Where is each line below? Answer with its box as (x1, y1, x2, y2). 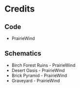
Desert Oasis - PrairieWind (11, 67, 65, 73)
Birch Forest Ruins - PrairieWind (11, 62, 76, 68)
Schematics (4, 49, 42, 58)
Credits (4, 3, 35, 15)
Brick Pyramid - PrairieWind (11, 73, 67, 78)
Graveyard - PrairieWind (11, 77, 60, 83)
